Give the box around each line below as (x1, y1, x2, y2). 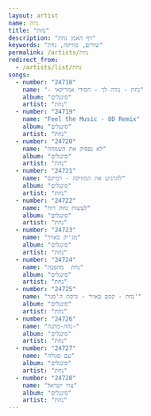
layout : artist (8, 11, 59, 20)
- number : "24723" (15, 226, 77, 235)
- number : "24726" (15, 315, 77, 323)
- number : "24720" (15, 137, 77, 146)
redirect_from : (8, 56, 59, 64)
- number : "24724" (15, 255, 77, 263)
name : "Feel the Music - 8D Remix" (22, 115, 141, 123)
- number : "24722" (15, 196, 77, 204)
